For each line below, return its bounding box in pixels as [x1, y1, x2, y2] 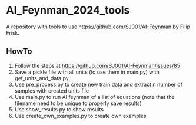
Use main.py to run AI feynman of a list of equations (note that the [14, 93, 175, 100]
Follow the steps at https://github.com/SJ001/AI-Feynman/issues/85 [14, 62, 181, 69]
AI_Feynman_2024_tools [6, 4, 130, 17]
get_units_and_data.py [14, 74, 69, 81]
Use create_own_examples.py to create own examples [14, 112, 147, 119]
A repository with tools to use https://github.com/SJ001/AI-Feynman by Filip [6, 23, 190, 30]
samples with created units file [14, 87, 89, 94]
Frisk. [6, 29, 19, 36]
